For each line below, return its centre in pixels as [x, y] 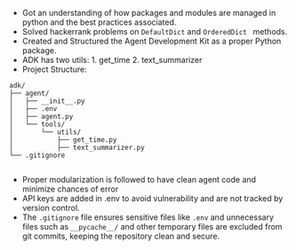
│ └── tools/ [37, 124]
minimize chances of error [70, 189]
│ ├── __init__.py [48, 101]
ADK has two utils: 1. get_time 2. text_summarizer [112, 60]
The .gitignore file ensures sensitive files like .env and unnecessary [148, 217]
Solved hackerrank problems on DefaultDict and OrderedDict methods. [155, 31]
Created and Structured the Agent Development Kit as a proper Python [152, 41]
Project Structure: [54, 69]
